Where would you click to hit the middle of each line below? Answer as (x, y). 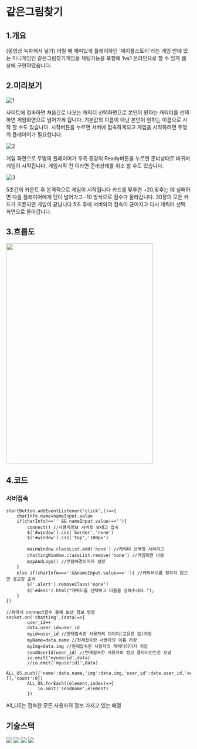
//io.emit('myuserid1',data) (63, 663)
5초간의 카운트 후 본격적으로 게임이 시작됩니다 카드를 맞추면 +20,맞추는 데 (90, 189)
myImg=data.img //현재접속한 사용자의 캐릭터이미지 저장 (88, 647)
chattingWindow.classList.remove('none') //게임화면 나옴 (96, 556)
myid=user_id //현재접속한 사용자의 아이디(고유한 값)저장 (90, 634)
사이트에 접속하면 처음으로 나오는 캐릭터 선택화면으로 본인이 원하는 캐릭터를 (92, 112)
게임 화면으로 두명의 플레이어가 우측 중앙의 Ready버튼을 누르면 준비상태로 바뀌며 (98, 158)
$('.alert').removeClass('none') (68, 585)
